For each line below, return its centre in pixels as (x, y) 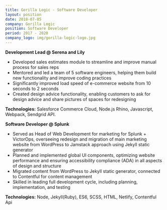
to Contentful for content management (52, 176)
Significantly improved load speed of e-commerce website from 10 (81, 83)
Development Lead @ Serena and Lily (45, 52)
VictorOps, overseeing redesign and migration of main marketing (79, 139)
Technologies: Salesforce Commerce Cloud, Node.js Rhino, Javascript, (79, 109)
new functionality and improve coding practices (62, 78)
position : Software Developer (37, 29)
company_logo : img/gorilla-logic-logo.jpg (50, 38)
